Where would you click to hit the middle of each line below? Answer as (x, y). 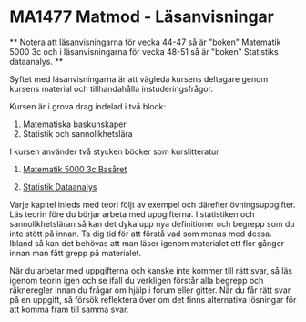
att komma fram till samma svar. (69, 309)
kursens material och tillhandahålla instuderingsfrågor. (112, 88)
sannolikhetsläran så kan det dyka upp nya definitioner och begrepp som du (152, 223)
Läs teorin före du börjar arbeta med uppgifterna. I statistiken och (132, 214)
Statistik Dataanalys (60, 187)
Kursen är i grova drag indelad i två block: (88, 106)
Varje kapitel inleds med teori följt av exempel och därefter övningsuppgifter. (153, 204)
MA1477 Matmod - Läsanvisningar (142, 17)
